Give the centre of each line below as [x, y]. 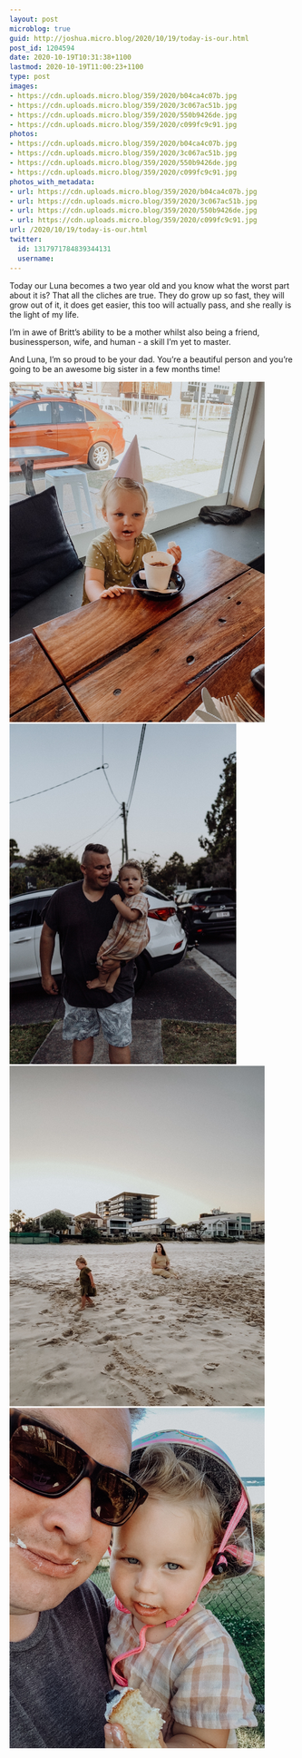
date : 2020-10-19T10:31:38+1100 [70, 58]
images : [24, 86]
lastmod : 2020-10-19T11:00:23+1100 [77, 67]
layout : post [34, 19]
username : [36, 259]
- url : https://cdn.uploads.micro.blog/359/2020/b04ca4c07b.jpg [133, 192]
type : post [30, 77]
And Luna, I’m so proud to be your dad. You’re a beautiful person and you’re [151, 359]
